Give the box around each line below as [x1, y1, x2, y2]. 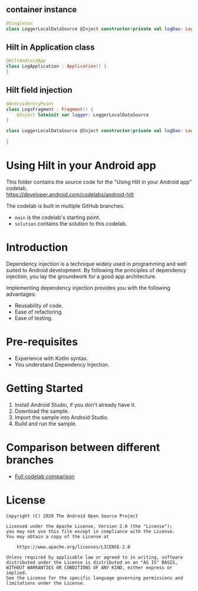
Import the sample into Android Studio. [14, 413, 109, 421]
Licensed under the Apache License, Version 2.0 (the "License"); [6, 523, 173, 529]
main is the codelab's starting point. [14, 214, 101, 221]
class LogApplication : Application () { [6, 63, 107, 70]
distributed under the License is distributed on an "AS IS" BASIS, [6, 559, 178, 566]
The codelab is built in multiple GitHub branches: [6, 202, 125, 209]
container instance [6, 5, 77, 15]
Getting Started [6, 381, 84, 395]
